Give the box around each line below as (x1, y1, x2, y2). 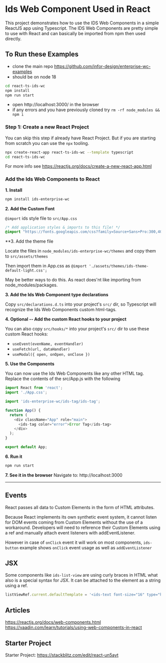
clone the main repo (12, 63, 53, 69)
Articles (5, 606, 31, 614)
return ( (9, 412, 28, 417)
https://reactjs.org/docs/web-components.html (5, 619, 101, 625)
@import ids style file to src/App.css (5, 215, 78, 221)
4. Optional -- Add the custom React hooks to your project (5, 316, 127, 322)
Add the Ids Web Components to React (5, 176, 100, 183)
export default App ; (5, 445, 48, 450)
